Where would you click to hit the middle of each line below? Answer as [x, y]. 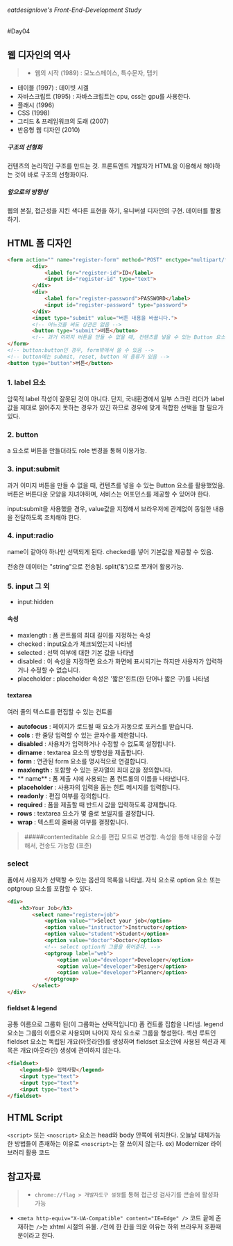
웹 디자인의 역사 [39, 55]
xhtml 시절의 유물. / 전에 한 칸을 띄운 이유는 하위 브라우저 [126, 1227]
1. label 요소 [27, 382]
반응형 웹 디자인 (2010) [49, 130]
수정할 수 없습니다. [55, 670]
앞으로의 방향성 [28, 192]
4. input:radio [31, 535]
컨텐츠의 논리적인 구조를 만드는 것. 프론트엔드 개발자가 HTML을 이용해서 [105, 165]
